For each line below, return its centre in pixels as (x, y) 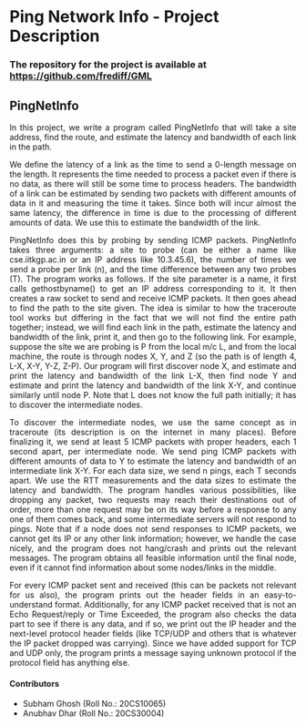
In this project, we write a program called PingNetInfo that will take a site (153, 127)
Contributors (35, 683)
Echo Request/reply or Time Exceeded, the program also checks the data (153, 614)
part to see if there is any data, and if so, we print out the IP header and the (153, 624)
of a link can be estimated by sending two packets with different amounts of (153, 193)
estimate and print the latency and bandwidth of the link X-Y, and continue (153, 385)
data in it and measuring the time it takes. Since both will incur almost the (153, 203)
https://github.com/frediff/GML (81, 77)
